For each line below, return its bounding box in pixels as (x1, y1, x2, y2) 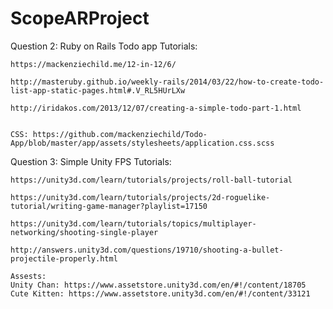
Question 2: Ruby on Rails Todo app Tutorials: (10, 40, 198, 52)
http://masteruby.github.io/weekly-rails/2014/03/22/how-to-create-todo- (10, 77, 325, 87)
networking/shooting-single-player (10, 227, 159, 237)
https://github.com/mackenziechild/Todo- (32, 129, 208, 139)
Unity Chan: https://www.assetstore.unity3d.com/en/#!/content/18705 (10, 280, 307, 290)
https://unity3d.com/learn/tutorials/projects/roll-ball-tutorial (10, 175, 293, 185)
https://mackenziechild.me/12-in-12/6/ (10, 59, 177, 69)
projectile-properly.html (10, 253, 118, 264)
